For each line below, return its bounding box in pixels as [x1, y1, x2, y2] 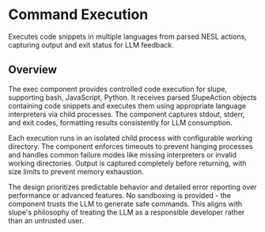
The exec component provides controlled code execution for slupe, [8, 84, 228, 93]
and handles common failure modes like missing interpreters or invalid [8, 150, 237, 159]
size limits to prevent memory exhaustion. [8, 166, 144, 176]
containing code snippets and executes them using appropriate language [8, 101, 247, 110]
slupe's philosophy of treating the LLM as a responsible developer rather [8, 207, 245, 217]
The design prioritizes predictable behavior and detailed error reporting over [8, 182, 257, 192]
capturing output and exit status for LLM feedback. [8, 40, 174, 49]
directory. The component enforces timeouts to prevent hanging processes [8, 141, 253, 151]
